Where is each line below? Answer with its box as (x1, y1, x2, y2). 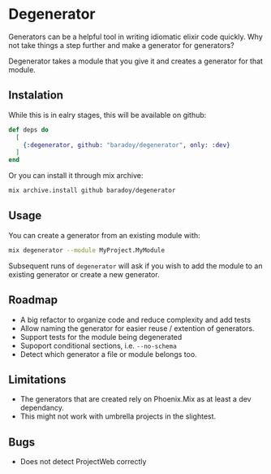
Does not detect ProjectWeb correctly (19, 457, 147, 467)
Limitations (8, 372, 67, 386)
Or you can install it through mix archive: (8, 171, 144, 180)
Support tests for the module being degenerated (19, 332, 183, 341)
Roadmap (8, 294, 58, 307)
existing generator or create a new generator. (8, 269, 160, 279)
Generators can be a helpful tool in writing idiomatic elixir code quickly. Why (8, 32, 264, 41)
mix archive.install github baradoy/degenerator (8, 186, 176, 195)
